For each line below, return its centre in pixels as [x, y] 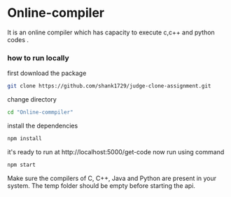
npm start [22, 165]
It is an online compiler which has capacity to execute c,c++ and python [111, 32]
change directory [32, 100]
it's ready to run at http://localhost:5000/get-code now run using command [116, 151]
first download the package [47, 73]
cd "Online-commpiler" [40, 113]
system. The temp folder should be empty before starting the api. [101, 185]
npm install [24, 138]
